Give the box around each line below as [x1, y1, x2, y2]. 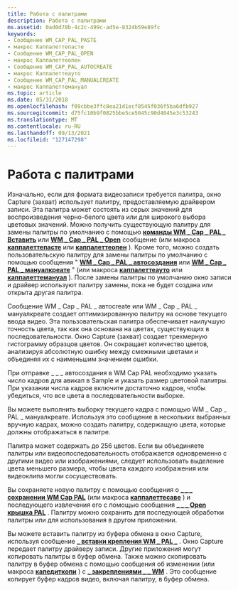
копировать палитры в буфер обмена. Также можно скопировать [7, 552, 207, 561]
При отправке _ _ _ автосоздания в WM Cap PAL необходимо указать [7, 369, 217, 377]
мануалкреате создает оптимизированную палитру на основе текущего [7, 310, 227, 318]
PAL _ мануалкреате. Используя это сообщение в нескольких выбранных [7, 413, 231, 422]
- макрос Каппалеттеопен [7, 57, 81, 64]
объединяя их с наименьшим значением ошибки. [7, 355, 158, 363]
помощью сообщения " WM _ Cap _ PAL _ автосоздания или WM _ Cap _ [7, 258, 227, 267]
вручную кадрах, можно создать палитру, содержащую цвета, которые [7, 420, 226, 429]
